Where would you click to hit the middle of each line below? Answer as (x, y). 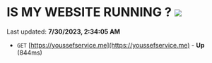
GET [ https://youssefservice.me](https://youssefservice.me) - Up (111, 45)
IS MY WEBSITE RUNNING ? (89, 12)
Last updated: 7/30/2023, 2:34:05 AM (64, 31)
